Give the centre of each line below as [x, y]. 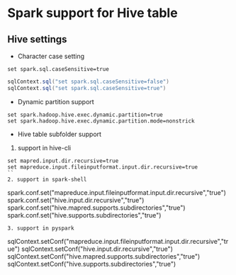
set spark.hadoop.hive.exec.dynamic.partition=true [85, 115]
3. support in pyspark [41, 228]
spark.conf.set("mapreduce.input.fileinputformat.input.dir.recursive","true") [117, 192]
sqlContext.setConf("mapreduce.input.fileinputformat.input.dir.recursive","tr [118, 241]
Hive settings [37, 39]
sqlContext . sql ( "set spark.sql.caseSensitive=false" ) [89, 82]
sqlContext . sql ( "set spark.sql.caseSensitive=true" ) [87, 88]
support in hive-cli [44, 147]
